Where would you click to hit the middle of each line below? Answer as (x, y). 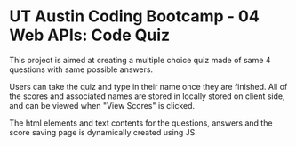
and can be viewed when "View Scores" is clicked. (102, 105)
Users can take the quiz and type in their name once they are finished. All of (148, 86)
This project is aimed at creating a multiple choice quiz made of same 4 (140, 60)
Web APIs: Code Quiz (90, 35)
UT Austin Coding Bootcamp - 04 (134, 16)
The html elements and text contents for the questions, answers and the (141, 123)
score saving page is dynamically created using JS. (104, 132)
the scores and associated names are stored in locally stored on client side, (147, 96)
